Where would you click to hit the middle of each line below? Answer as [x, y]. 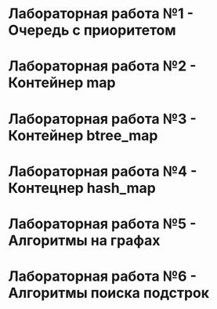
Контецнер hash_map [82, 188]
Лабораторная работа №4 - [103, 171]
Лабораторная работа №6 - [103, 276]
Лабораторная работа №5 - [102, 224]
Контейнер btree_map [83, 135]
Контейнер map [62, 83]
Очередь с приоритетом [92, 30]
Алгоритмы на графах [84, 240]
